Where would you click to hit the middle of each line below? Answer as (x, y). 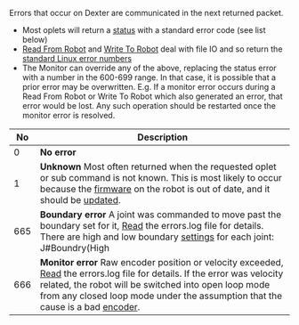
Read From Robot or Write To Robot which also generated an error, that (152, 96)
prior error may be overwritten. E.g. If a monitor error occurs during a (149, 87)
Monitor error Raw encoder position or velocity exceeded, (162, 262)
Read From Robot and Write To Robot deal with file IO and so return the (152, 49)
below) (35, 40)
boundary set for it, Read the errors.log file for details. (152, 226)
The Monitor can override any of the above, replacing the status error (149, 68)
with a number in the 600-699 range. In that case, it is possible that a (149, 77)
